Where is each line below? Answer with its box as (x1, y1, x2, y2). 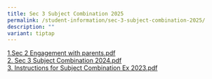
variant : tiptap (7, 29, 55, 37)
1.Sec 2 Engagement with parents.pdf (7, 49, 116, 57)
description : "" (7, 23, 55, 30)
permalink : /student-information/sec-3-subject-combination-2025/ (7, 17, 206, 24)
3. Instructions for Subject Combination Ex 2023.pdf (7, 64, 158, 72)
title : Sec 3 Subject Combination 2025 (7, 10, 124, 17)
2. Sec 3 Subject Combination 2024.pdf (7, 57, 122, 65)
